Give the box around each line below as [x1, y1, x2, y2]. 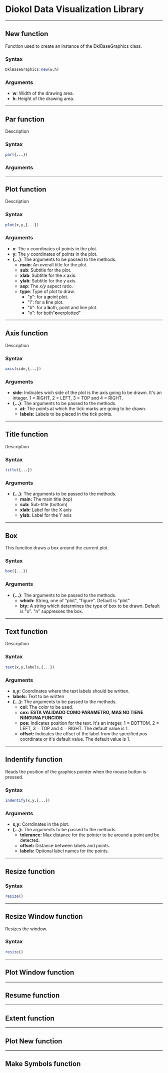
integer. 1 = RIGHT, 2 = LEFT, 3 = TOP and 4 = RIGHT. [12, 395, 123, 401]
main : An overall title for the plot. [19, 261, 87, 267]
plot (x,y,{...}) [5, 222, 39, 227]
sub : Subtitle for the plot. [19, 267, 71, 273]
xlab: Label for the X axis [19, 507, 72, 513]
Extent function [5, 1014, 55, 1022]
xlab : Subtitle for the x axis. [19, 272, 76, 278]
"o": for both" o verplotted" [27, 310, 81, 316]
